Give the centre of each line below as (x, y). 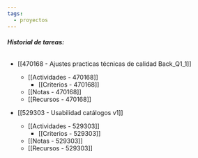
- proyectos (31, 20)
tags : (15, 14)
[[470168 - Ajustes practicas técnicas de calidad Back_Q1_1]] (104, 64)
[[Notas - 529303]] (55, 141)
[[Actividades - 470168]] (63, 77)
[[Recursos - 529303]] (60, 148)
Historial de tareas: (36, 42)
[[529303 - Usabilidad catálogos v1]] (70, 112)
